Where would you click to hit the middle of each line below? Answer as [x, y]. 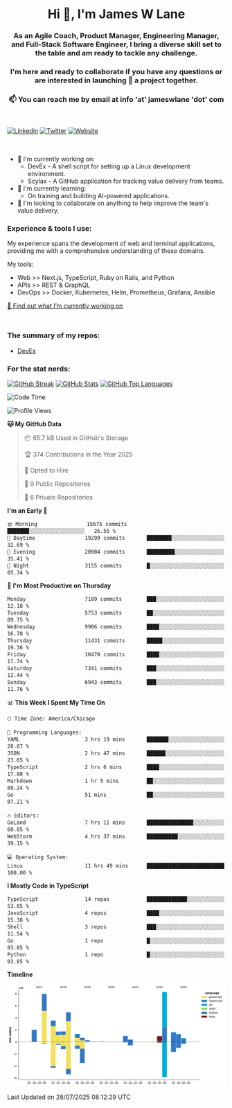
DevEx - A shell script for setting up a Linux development [109, 166]
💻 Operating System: [38, 857]
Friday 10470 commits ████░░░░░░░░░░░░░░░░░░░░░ [116, 654]
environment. [46, 173]
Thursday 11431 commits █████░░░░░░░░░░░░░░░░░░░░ [116, 640]
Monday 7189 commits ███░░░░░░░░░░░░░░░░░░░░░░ [116, 599]
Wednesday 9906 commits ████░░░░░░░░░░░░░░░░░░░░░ [116, 626]
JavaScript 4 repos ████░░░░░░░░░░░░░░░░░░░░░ [116, 913]
